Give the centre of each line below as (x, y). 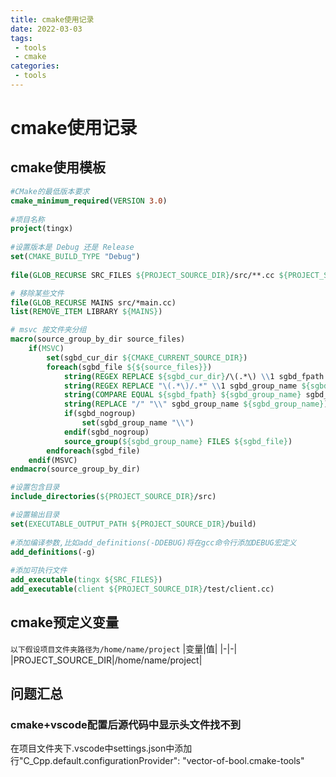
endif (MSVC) (53, 460)
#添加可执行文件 (39, 571)
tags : (21, 38)
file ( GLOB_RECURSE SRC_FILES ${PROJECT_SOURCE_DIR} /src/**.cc (142, 275)
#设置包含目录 (35, 487)
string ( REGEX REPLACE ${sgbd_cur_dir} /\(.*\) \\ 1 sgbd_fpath (194, 376)
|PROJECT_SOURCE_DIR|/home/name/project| (106, 660)
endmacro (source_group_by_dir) (75, 469)
